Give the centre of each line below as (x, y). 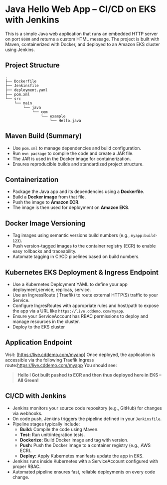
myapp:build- (144, 236)
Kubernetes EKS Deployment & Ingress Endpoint (82, 272)
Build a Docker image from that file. (49, 197)
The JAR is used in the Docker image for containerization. (72, 158)
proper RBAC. (26, 466)
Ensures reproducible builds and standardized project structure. (78, 164)
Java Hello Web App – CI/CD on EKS (81, 9)
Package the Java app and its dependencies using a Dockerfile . (78, 191)
